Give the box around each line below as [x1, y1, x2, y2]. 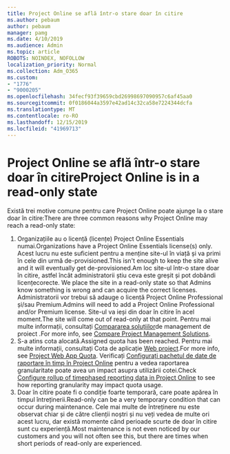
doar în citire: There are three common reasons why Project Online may [7, 214, 208, 222]
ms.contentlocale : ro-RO [7, 112, 79, 119]
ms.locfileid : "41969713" [7, 125, 81, 132]
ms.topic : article [7, 49, 60, 56]
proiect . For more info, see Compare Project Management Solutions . [17, 329, 211, 338]
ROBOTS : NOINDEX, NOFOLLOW [7, 55, 85, 62]
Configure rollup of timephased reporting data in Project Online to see [17, 374, 216, 382]
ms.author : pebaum [7, 17, 60, 23]
